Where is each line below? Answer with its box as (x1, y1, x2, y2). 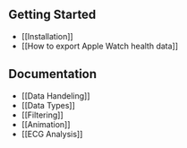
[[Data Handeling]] (21, 90, 90, 101)
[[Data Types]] (21, 100, 75, 110)
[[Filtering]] (21, 109, 64, 120)
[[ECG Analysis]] (21, 128, 83, 139)
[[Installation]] (21, 30, 73, 41)
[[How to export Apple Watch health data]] (21, 40, 179, 51)
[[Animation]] (21, 118, 71, 129)
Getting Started (8, 7, 97, 22)
